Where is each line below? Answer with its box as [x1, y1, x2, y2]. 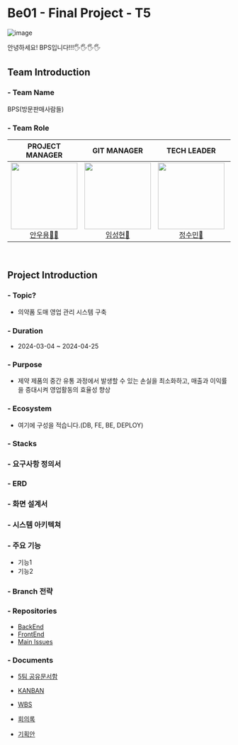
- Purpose [7, 359, 42, 369]
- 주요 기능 [7, 541, 41, 551]
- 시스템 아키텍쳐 [7, 520, 62, 530]
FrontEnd [17, 630, 45, 638]
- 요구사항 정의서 [7, 459, 62, 469]
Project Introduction [7, 269, 98, 281]
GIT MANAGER [91, 146, 144, 156]
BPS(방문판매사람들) [7, 104, 64, 113]
